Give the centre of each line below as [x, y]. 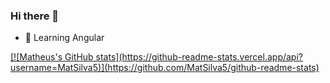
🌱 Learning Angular [64, 38]
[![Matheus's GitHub [52, 57]
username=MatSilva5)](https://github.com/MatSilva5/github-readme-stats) [165, 68]
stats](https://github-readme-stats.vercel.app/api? [199, 57]
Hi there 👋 [35, 16]
